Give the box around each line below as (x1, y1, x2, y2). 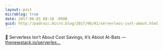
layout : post (5, 7, 32, 12)
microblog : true (5, 12, 39, 17)
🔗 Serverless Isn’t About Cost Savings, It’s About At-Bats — (5, 34, 126, 40)
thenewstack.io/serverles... (5, 40, 61, 46)
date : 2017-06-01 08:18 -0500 (5, 16, 68, 21)
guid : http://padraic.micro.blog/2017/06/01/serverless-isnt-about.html (5, 21, 159, 26)
